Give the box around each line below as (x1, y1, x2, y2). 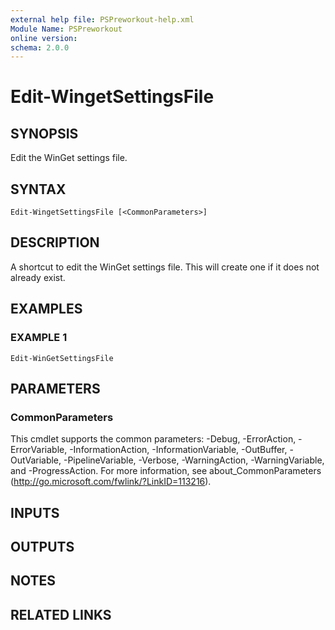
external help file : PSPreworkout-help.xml (10, 14, 195, 25)
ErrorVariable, (10, 444, 68, 456)
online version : (10, 33, 78, 43)
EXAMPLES (10, 301, 83, 318)
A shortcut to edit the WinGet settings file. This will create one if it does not (10, 261, 320, 273)
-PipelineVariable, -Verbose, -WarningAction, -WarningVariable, (63, 454, 325, 466)
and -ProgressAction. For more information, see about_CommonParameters (10, 465, 322, 477)
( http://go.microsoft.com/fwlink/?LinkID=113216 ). (10, 476, 212, 488)
